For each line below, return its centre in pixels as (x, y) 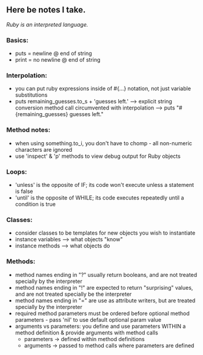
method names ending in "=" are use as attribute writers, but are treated (105, 300)
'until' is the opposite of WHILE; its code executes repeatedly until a (99, 198)
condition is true (35, 204)
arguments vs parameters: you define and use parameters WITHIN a (100, 326)
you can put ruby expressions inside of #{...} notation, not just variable (103, 89)
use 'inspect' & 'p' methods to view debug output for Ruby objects (98, 156)
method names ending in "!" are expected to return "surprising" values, (104, 287)
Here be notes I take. (46, 10)
